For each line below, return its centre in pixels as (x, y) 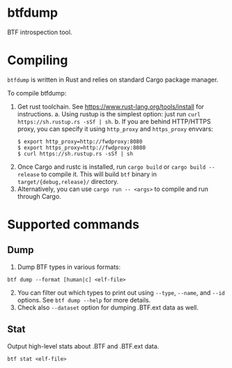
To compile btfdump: (37, 93)
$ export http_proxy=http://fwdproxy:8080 (80, 141)
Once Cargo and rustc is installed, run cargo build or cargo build (111, 167)
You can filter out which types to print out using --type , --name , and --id (121, 292)
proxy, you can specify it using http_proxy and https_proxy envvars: (115, 129)
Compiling (38, 60)
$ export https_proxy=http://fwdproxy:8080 (82, 148)
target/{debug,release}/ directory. (68, 181)
